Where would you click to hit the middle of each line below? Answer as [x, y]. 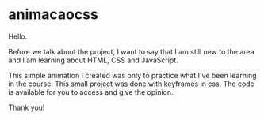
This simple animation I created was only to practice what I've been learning [132, 75]
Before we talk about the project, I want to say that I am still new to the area [132, 51]
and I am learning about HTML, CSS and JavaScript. [93, 60]
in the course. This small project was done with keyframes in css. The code [132, 84]
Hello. [18, 36]
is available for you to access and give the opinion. [91, 92]
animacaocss [54, 15]
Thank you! [27, 107]
